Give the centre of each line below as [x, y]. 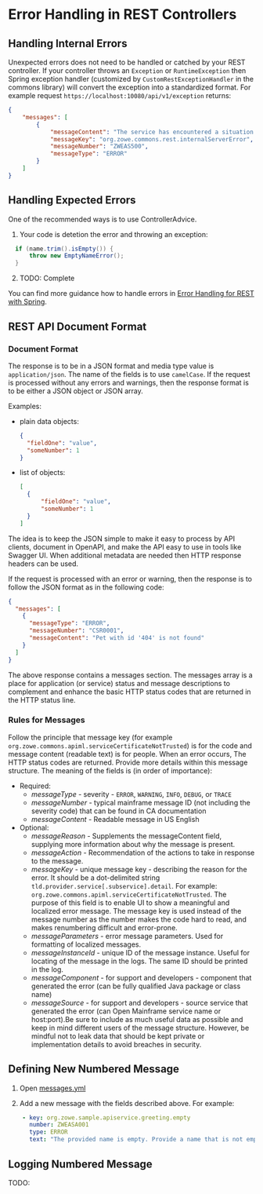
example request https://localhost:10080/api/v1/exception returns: [120, 95]
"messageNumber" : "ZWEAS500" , [99, 147]
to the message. [57, 860]
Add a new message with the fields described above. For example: [127, 1103]
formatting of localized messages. [86, 944]
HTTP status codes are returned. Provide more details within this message [128, 762]
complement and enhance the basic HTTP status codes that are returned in [130, 692]
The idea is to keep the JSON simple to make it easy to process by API [122, 539]
